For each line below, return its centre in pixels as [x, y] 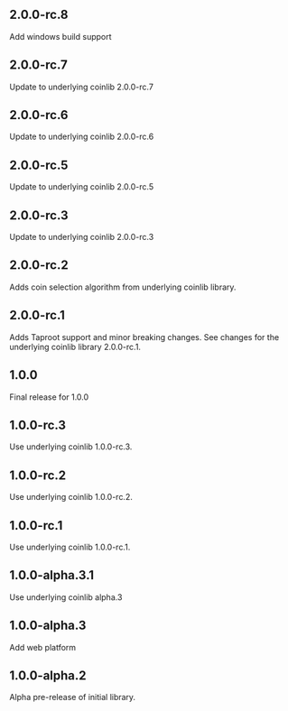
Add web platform [43, 647]
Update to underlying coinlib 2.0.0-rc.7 [81, 87]
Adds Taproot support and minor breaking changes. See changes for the [144, 337]
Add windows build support [60, 36]
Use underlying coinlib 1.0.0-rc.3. [71, 447]
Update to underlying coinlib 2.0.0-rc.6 [82, 137]
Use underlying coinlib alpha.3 [66, 597]
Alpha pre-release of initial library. [73, 697]
